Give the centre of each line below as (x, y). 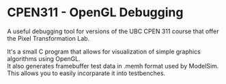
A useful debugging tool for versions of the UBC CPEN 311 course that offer (113, 31)
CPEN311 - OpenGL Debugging (95, 13)
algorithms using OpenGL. (44, 58)
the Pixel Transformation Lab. (48, 38)
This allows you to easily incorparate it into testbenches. (86, 73)
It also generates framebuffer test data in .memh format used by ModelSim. (113, 66)
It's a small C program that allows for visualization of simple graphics (104, 51)
